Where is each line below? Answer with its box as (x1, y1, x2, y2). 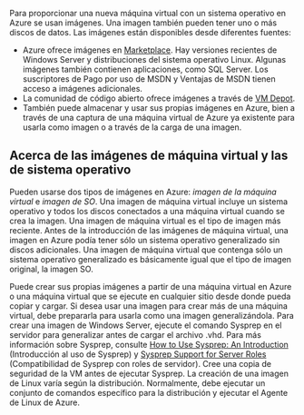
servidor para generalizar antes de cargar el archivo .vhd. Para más (9, 329, 261, 340)
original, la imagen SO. (9, 263, 93, 274)
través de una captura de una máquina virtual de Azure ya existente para (22, 113, 295, 123)
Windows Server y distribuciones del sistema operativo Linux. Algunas (22, 54, 287, 64)
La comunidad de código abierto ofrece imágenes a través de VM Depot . (22, 93, 296, 104)
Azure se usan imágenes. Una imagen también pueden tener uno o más (9, 17, 278, 28)
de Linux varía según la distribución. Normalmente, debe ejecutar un (9, 377, 266, 389)
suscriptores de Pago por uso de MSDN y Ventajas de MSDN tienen (22, 74, 277, 84)
